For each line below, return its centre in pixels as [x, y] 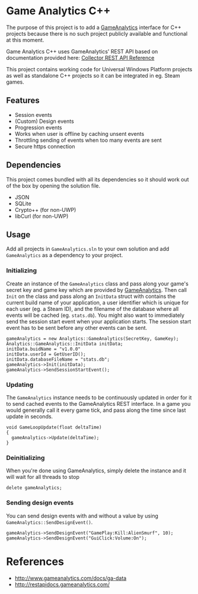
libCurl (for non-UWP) [41, 216]
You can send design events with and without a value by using [82, 516]
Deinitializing [25, 458]
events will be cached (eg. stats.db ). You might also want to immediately [95, 315]
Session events [33, 115]
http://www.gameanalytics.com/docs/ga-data [71, 578]
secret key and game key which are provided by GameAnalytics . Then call [96, 290]
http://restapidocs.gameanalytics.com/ [62, 584]
